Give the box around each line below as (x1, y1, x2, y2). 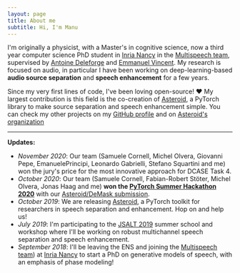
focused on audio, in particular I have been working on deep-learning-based (7, 66, 233, 75)
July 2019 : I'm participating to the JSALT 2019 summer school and (17, 220, 213, 229)
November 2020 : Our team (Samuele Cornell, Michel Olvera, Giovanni (17, 152, 223, 160)
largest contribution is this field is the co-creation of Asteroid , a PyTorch (7, 95, 219, 103)
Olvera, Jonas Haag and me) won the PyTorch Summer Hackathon (17, 182, 216, 191)
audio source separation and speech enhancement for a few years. (7, 73, 209, 82)
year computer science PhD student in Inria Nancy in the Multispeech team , (7, 51, 230, 59)
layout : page (7, 10, 46, 18)
